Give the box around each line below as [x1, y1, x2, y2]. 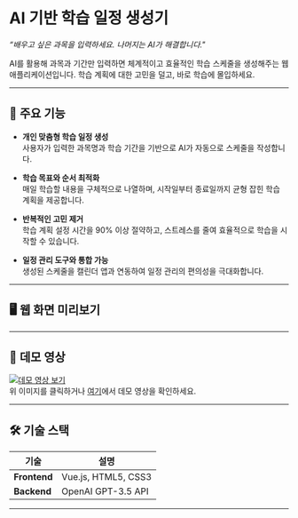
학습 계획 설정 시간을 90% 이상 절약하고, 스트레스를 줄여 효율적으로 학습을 [21, 224, 278, 235]
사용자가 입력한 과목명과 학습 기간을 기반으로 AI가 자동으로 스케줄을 [21, 142, 255, 153]
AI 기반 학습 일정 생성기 [9, 8, 169, 28]
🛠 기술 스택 [9, 423, 69, 438]
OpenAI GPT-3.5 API [61, 485, 149, 498]
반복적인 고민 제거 [21, 213, 84, 224]
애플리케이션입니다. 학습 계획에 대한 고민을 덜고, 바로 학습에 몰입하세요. [9, 68, 255, 80]
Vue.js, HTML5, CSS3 [61, 471, 153, 483]
